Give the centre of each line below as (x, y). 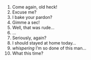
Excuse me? (24, 12)
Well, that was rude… (33, 28)
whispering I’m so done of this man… (49, 48)
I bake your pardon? (32, 17)
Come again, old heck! (35, 7)
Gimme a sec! (26, 22)
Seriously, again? (29, 38)
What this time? (28, 53)
